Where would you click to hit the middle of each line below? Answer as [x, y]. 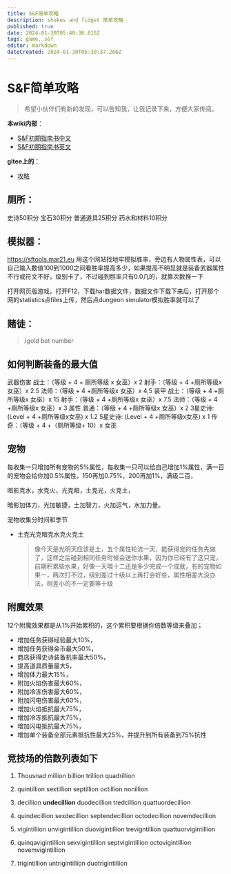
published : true [30, 26]
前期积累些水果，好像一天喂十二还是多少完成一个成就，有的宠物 [125, 566]
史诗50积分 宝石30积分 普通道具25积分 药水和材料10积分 [87, 217]
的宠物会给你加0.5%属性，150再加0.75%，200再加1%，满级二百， [102, 475]
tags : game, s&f [30, 39]
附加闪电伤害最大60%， [51, 700]
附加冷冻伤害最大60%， [51, 691]
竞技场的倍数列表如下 [52, 758]
